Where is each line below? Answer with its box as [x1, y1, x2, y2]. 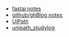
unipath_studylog [11, 24, 55, 31]
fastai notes [11, 5, 41, 12]
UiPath [11, 18, 29, 24]
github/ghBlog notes [11, 11, 63, 18]
